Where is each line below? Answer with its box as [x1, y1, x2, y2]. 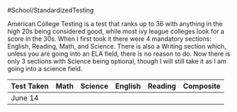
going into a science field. [7, 65, 83, 73]
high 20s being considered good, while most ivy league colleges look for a [7, 27, 225, 35]
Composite [183, 81, 221, 91]
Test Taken [11, 81, 50, 91]
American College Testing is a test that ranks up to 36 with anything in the [7, 20, 223, 27]
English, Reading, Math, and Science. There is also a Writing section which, [7, 42, 226, 50]
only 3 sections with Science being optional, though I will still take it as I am [7, 57, 226, 66]
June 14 [11, 93, 39, 103]
